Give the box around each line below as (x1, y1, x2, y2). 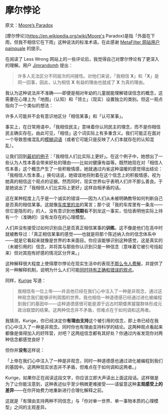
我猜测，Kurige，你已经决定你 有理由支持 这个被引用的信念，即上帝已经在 (5, 317, 154, 324)
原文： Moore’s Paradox (5, 22, 53, 28)
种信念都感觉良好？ (5, 336, 45, 342)
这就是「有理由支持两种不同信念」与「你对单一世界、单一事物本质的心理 (5, 397, 154, 404)
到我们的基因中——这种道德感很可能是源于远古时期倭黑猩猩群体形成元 (17, 301, 162, 307)
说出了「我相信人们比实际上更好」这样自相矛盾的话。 (13, 184, 123, 191)
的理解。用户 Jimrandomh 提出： (5, 62, 73, 68)
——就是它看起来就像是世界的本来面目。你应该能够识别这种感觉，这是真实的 (5, 237, 163, 243)
